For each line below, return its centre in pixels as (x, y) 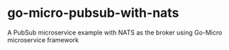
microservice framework (43, 39)
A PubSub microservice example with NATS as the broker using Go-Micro (115, 32)
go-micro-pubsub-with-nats (93, 13)
